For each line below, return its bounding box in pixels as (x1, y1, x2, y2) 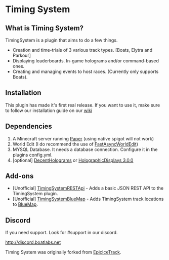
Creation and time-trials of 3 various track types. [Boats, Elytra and (12, 47, 153, 53)
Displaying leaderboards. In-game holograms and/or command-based (12, 58, 159, 64)
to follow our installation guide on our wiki (5, 107, 93, 114)
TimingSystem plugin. (12, 191, 58, 197)
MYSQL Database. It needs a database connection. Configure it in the (12, 146, 158, 153)
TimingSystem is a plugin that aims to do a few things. (5, 37, 118, 43)
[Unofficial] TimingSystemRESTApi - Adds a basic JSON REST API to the (12, 185, 163, 191)
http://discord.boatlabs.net (5, 239, 61, 245)
